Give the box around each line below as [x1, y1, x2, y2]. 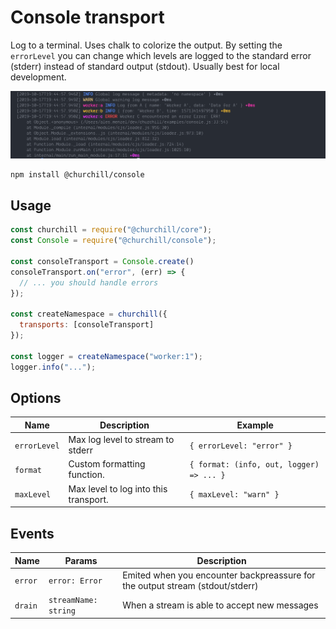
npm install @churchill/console [10, 169, 145, 180]
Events [10, 525, 55, 542]
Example [236, 419, 274, 431]
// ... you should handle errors [19, 277, 159, 288]
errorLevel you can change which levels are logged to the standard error [10, 49, 312, 61]
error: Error [48, 576, 103, 586]
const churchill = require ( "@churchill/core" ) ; [10, 225, 213, 235]
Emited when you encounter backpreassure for [122, 569, 316, 581]
